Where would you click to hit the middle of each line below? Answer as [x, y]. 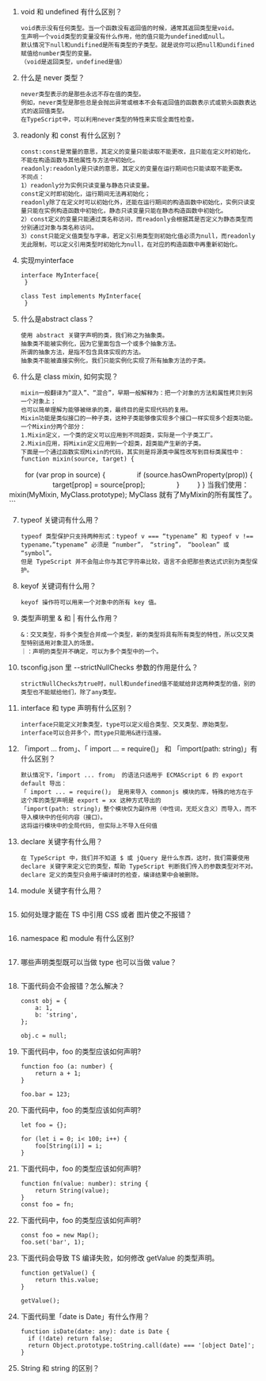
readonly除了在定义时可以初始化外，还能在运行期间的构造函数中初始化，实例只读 [135, 203]
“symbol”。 [38, 554]
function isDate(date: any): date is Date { [95, 1332]
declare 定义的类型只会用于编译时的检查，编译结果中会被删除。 [111, 875]
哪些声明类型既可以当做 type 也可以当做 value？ [99, 962]
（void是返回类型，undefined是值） [73, 62]
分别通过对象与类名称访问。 [59, 228]
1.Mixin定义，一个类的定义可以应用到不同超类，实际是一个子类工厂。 [118, 435]
